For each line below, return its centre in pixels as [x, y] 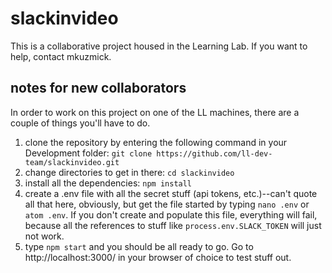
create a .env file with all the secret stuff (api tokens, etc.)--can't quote [171, 193]
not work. [44, 236]
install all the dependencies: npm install [108, 183]
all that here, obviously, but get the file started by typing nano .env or [167, 204]
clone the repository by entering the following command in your [156, 142]
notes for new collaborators [98, 88]
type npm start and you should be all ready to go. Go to [139, 246]
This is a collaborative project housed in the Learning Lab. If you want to [159, 46]
